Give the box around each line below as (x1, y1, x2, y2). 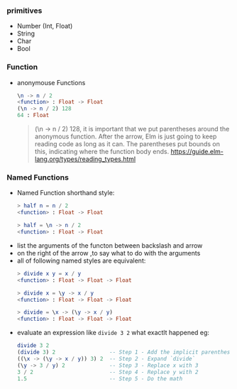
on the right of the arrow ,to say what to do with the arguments (16, 248, 201, 257)
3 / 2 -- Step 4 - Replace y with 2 (16, 368, 199, 376)
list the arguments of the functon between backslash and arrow (16, 241, 203, 250)
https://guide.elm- (170, 148, 224, 156)
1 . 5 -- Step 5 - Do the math (16, 375, 183, 382)
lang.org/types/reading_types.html (34, 155, 136, 163)
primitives (6, 6, 43, 16)
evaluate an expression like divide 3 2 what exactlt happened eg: (16, 329, 210, 337)
